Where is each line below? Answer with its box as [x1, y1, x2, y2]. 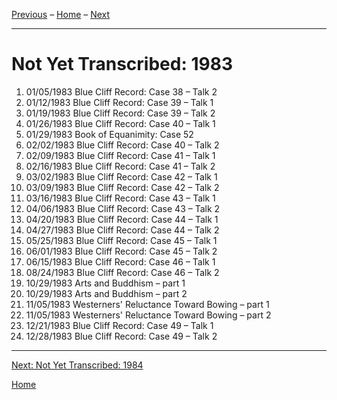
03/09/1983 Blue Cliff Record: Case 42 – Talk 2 [25, 181, 220, 193]
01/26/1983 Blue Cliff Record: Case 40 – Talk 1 [25, 117, 216, 129]
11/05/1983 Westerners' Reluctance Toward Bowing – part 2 [25, 309, 272, 321]
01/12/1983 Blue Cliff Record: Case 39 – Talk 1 [25, 96, 214, 108]
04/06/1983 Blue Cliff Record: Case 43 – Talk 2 [25, 202, 221, 214]
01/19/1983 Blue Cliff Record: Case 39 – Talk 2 [25, 107, 216, 119]
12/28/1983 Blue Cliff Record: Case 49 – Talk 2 [25, 330, 218, 342]
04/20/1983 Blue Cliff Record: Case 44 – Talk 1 [25, 213, 219, 225]
